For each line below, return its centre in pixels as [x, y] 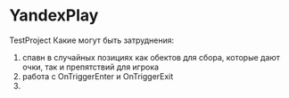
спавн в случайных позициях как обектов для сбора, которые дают [151, 57]
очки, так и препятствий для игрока [90, 67]
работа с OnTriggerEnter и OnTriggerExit [98, 76]
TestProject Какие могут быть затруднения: [92, 40]
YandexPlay [54, 16]
